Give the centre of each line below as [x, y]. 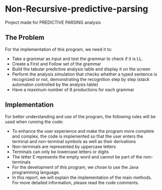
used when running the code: [34, 122]
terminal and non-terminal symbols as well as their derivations [74, 141]
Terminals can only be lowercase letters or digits [60, 152]
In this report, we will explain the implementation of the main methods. [82, 177]
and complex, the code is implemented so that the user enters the [78, 136]
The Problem [25, 38]
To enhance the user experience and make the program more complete [83, 131]
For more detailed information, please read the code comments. [75, 182]
